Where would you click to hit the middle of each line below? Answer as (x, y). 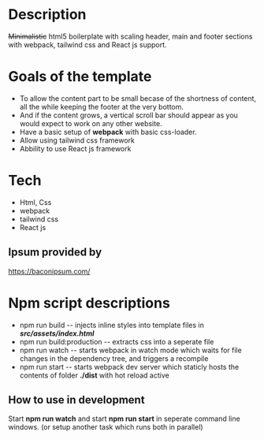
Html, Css (35, 202)
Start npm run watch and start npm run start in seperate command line (124, 419)
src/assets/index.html (57, 333)
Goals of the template (80, 77)
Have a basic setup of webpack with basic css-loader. (108, 132)
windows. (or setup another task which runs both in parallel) (106, 427)
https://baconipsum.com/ (49, 271)
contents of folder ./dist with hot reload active (94, 375)
